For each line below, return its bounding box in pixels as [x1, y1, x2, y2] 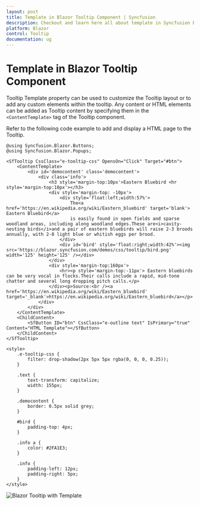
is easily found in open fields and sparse [70, 216, 180, 222]
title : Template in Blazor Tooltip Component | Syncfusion [6, 14, 156, 20]
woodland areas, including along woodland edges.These [6, 221, 145, 227]
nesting [6, 226, 26, 232]
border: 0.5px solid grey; [27, 403, 95, 409]
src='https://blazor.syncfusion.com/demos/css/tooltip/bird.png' [6, 247, 171, 253]
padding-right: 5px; [27, 471, 79, 477]
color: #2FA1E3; [27, 445, 68, 451]
